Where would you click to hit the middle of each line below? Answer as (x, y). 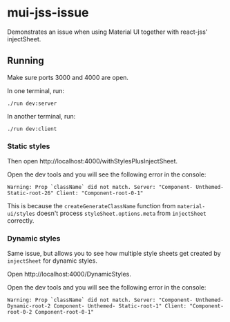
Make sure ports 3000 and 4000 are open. (68, 77)
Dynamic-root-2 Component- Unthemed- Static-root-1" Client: (97, 306)
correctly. (21, 221)
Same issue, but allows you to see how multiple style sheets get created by (114, 254)
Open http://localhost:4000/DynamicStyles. (69, 274)
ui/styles (21, 214)
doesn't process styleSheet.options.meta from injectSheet (122, 213)
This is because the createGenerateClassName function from (92, 206)
